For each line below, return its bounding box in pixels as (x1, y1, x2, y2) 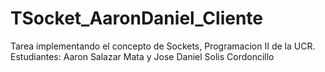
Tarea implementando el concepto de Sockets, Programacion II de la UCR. (10, 40, 316, 52)
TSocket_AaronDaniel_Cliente (10, 7, 264, 30)
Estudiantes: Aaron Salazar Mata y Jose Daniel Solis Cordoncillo (10, 50, 275, 62)
